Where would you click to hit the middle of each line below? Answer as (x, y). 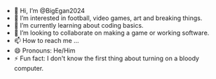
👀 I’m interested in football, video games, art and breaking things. (108, 18)
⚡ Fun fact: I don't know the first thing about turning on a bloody (107, 58)
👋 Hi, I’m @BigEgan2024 (49, 11)
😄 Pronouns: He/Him (45, 51)
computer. (29, 68)
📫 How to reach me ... (46, 41)
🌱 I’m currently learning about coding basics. (79, 25)
